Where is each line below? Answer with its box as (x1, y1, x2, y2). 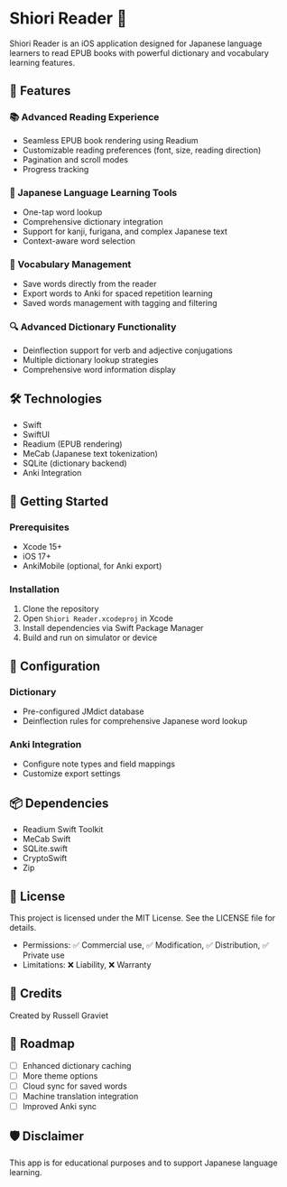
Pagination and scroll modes (22, 153, 129, 165)
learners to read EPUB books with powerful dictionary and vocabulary (9, 47, 269, 58)
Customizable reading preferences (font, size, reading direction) (22, 144, 262, 155)
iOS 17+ (22, 551, 51, 562)
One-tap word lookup (22, 207, 103, 218)
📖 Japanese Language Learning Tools (9, 186, 178, 199)
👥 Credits (9, 986, 63, 1001)
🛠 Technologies (9, 391, 102, 406)
